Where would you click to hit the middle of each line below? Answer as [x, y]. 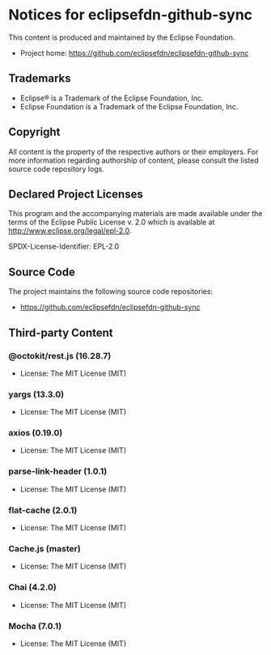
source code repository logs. [57, 168]
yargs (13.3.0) [36, 394]
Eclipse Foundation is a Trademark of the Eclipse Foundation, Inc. [129, 106]
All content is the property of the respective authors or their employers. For [133, 151]
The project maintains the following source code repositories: [110, 291]
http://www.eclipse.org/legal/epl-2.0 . [70, 231]
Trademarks [40, 79]
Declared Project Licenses [76, 194]
